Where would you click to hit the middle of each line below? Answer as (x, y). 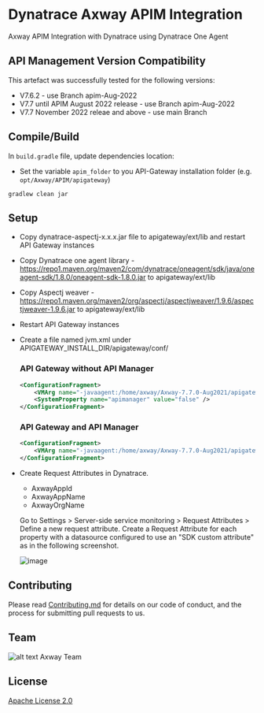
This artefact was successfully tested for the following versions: (112, 80)
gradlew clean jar (38, 194)
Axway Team (61, 656)
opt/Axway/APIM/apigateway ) (65, 180)
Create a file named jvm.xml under (75, 340)
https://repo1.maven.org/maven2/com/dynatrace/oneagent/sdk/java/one (137, 269)
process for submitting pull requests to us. (77, 613)
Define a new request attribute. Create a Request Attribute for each (128, 529)
